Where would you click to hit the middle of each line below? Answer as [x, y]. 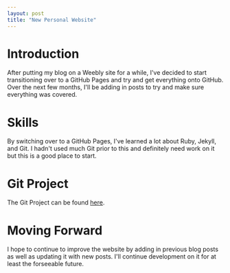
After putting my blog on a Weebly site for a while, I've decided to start [107, 73]
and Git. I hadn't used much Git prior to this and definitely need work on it [111, 149]
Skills [23, 122]
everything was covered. [42, 95]
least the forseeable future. [46, 264]
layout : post [26, 13]
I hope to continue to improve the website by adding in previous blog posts [113, 249]
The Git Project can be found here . [56, 202]
